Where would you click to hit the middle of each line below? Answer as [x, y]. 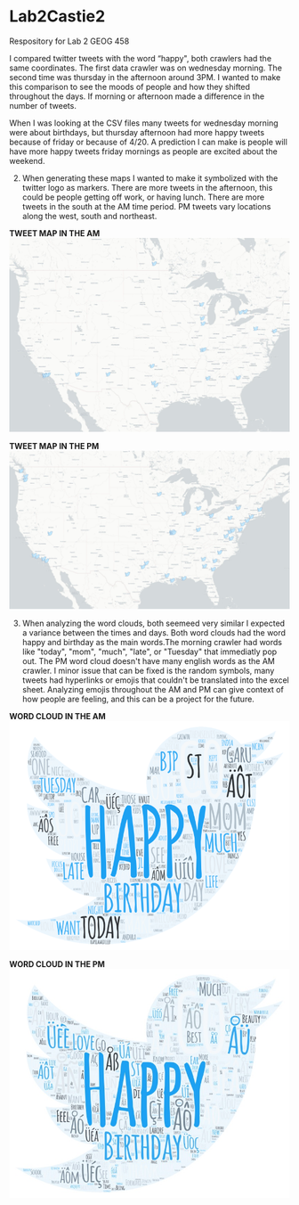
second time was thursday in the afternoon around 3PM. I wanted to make [145, 77]
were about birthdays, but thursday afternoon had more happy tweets [137, 132]
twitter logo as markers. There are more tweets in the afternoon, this [147, 187]
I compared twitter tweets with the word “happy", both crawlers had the [141, 58]
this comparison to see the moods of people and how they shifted [130, 86]
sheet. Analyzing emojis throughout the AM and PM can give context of [153, 690]
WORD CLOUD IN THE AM [57, 717]
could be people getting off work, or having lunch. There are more [143, 197]
